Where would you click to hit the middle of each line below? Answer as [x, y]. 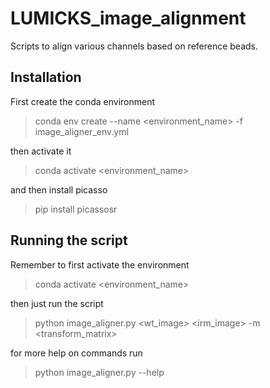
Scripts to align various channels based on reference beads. [134, 46]
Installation [46, 77]
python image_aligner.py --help [99, 372]
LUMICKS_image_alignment [128, 18]
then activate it [41, 151]
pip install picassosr [76, 209]
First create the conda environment [83, 101]
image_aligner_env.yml [81, 131]
